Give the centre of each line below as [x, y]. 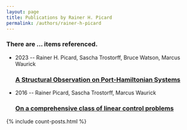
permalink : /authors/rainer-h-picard [54, 23]
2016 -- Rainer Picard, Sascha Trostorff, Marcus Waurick [85, 93]
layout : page [23, 12]
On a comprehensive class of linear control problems [94, 108]
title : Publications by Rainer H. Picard [59, 18]
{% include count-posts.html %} [46, 122]
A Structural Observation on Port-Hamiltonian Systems [98, 79]
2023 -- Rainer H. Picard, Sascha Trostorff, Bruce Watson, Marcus [97, 57]
